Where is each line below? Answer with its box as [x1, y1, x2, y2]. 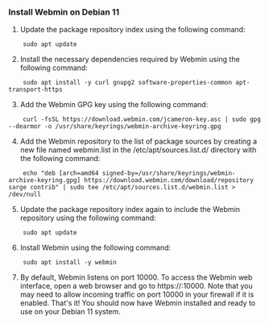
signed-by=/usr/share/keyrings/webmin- [101, 169, 236, 177]
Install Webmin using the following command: [19, 243, 172, 252]
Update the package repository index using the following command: [19, 25, 246, 35]
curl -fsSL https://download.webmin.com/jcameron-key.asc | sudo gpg [23, 115, 262, 123]
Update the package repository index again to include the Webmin [19, 205, 240, 214]
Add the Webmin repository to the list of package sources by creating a [19, 136, 258, 147]
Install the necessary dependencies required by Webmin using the [19, 55, 240, 64]
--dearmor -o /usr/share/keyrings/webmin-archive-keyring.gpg [8, 123, 221, 131]
